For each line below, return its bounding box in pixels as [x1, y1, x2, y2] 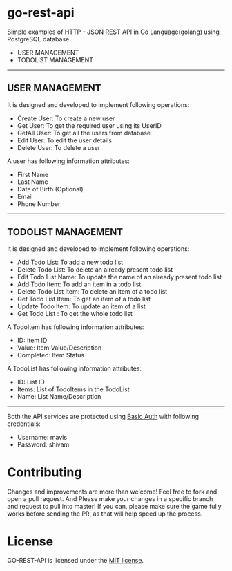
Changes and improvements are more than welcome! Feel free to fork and [7, 487, 217, 496]
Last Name [17, 178, 48, 186]
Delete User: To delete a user [17, 143, 101, 151]
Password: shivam [17, 440, 70, 449]
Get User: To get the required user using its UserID [17, 121, 162, 129]
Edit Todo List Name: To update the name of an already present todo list [17, 272, 222, 281]
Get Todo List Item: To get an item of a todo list [17, 294, 151, 303]
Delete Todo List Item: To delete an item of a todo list [17, 287, 168, 295]
